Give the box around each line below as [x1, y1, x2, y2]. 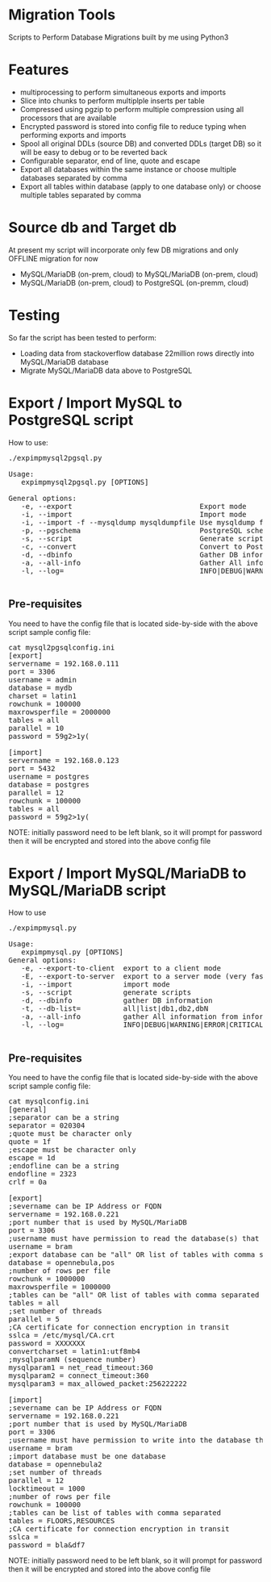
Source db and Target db [8, 219, 177, 237]
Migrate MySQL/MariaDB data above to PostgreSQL [19, 365, 193, 375]
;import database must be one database [8, 1452, 166, 1461]
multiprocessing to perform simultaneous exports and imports [19, 87, 227, 97]
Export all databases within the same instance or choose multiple [19, 164, 236, 174]
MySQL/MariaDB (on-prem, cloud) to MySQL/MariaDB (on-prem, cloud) [19, 269, 259, 279]
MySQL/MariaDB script [8, 881, 167, 900]
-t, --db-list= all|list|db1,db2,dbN [21, 1004, 209, 1013]
